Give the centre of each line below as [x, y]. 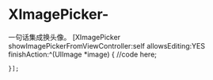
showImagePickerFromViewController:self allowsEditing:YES [107, 45]
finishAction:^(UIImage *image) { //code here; [82, 54]
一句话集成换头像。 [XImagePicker [65, 37]
